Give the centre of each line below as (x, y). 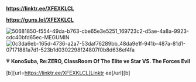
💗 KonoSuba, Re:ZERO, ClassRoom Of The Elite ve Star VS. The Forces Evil (98, 61)
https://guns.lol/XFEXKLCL (40, 20)
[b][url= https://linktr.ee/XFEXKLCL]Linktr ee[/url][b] (68, 73)
